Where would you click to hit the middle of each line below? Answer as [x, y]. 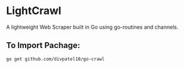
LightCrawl [34, 11]
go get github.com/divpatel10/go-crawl [55, 59]
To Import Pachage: [43, 45]
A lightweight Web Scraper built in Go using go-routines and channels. [92, 27]
